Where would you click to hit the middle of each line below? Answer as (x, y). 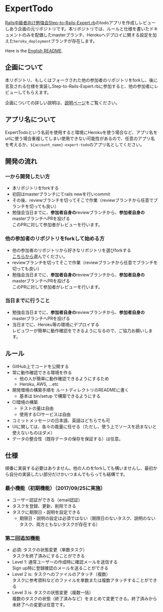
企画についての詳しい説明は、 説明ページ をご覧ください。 (63, 103)
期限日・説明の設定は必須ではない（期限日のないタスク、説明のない (87, 518)
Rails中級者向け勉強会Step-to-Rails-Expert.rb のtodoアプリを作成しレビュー (81, 22)
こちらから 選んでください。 (40, 256)
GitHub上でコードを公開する (40, 366)
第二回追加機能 (23, 538)
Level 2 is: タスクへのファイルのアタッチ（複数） (61, 574)
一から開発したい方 (27, 176)
